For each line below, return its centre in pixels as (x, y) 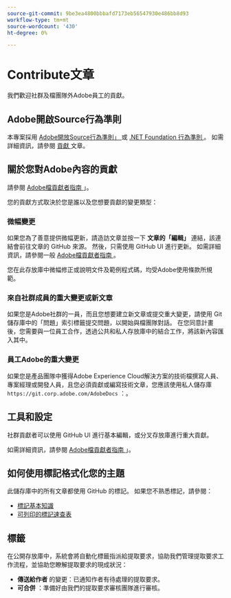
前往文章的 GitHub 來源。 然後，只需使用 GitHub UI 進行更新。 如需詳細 (120, 247)
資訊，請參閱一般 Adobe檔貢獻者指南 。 (64, 255)
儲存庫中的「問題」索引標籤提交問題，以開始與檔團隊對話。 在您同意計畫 (110, 323)
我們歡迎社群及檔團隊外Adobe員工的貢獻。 (68, 95)
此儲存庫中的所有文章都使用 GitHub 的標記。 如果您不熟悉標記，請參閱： (110, 491)
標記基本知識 (35, 506)
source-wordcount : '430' (43, 26)
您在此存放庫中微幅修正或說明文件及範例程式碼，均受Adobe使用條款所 (107, 270)
